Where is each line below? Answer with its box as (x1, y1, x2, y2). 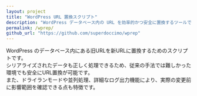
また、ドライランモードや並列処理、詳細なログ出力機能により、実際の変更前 (6, 77, 192, 84)
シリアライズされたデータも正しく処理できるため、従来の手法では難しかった (6, 62, 192, 69)
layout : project (6, 8, 46, 15)
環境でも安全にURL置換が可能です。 (6, 69, 93, 76)
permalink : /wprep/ (6, 25, 54, 31)
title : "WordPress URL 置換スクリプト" (6, 14, 98, 20)
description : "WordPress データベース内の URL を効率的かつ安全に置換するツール (6, 19, 188, 25)
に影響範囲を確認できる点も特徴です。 (6, 84, 99, 91)
